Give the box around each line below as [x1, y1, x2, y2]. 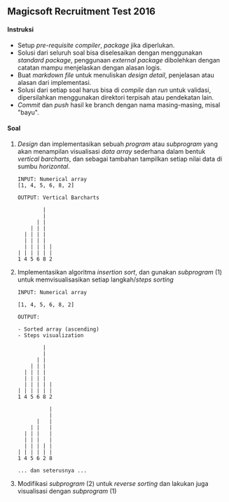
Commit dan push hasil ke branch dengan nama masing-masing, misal [17, 100, 221, 109]
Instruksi [7, 25, 34, 34]
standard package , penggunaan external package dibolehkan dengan [17, 55, 221, 64]
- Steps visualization [17, 331, 84, 339]
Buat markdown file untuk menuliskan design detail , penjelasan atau [17, 70, 215, 79]
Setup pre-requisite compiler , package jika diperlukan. [17, 41, 175, 49]
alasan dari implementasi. [17, 78, 92, 86]
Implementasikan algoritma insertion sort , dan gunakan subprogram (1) [17, 267, 223, 276]
